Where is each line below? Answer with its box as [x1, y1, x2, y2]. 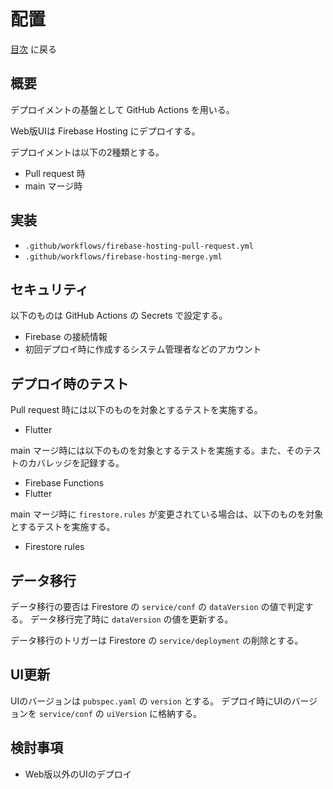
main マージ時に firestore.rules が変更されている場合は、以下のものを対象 [10, 508, 324, 520]
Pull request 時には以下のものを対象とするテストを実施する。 [10, 404, 263, 416]
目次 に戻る [10, 43, 57, 55]
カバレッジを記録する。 [27, 457, 125, 469]
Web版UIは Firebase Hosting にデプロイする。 [10, 125, 201, 137]
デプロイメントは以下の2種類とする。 [10, 146, 165, 158]
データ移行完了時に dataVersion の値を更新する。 [29, 613, 234, 625]
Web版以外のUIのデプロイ [24, 768, 132, 780]
